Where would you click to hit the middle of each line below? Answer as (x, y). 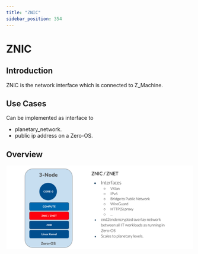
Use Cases (26, 104)
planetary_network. (38, 129)
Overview (25, 154)
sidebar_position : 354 (34, 19)
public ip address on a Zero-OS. (54, 136)
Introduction (30, 71)
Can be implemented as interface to (50, 118)
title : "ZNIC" (24, 12)
